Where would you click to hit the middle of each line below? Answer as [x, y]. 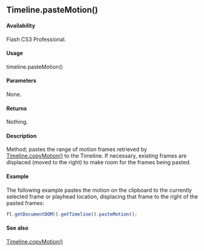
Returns [17, 108]
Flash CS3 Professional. [36, 39]
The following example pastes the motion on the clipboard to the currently [99, 190]
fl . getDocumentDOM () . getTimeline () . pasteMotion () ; [72, 214]
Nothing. [17, 122]
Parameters [21, 81]
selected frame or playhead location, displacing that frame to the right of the [102, 196]
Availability [21, 25]
